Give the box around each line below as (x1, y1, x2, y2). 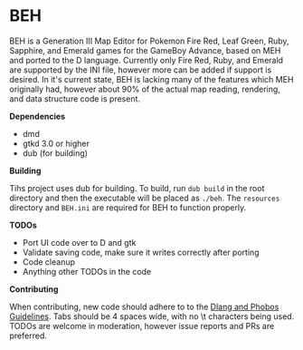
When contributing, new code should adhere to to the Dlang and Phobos (9, 301, 279, 312)
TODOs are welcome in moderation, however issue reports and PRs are (9, 320, 275, 331)
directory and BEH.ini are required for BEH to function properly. (9, 201, 247, 213)
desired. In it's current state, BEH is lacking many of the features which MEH (9, 73, 294, 84)
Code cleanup (22, 256, 75, 267)
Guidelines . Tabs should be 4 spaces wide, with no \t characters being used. (9, 310, 295, 322)
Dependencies (9, 111, 66, 122)
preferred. (9, 330, 48, 341)
